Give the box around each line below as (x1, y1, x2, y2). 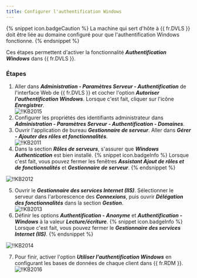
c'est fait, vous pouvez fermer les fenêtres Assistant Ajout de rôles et (14, 158, 185, 165)
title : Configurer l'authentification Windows (6, 8, 122, 15)
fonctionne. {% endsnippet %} (6, 37, 80, 44)
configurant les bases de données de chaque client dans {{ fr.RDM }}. (14, 259, 184, 266)
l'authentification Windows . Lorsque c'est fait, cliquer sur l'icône (14, 95, 174, 102)
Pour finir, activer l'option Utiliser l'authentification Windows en (14, 253, 172, 260)
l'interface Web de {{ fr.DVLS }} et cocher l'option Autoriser (14, 89, 159, 96)
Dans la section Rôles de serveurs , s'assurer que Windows (14, 145, 159, 152)
